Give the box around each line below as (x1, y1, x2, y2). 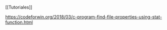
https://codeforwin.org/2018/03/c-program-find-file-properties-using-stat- (5, 14, 162, 19)
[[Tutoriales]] (5, 4, 33, 10)
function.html (5, 19, 33, 25)
